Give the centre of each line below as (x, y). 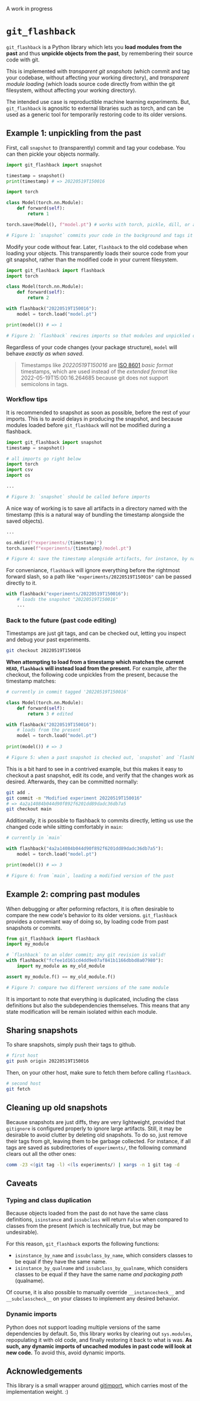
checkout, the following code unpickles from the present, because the (92, 675)
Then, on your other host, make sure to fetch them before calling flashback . (99, 1073)
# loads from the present (49, 730)
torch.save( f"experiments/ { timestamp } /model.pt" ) (69, 548)
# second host (24, 1084)
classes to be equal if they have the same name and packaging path (99, 1275)
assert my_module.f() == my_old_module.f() (61, 977)
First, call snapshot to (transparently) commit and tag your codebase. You (96, 147)
